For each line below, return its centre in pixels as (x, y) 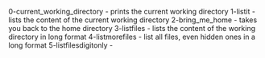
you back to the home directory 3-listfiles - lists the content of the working (132, 28)
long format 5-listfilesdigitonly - (61, 45)
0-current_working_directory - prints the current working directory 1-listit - (132, 12)
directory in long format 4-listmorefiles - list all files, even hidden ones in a (132, 37)
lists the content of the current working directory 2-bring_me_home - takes (133, 20)
